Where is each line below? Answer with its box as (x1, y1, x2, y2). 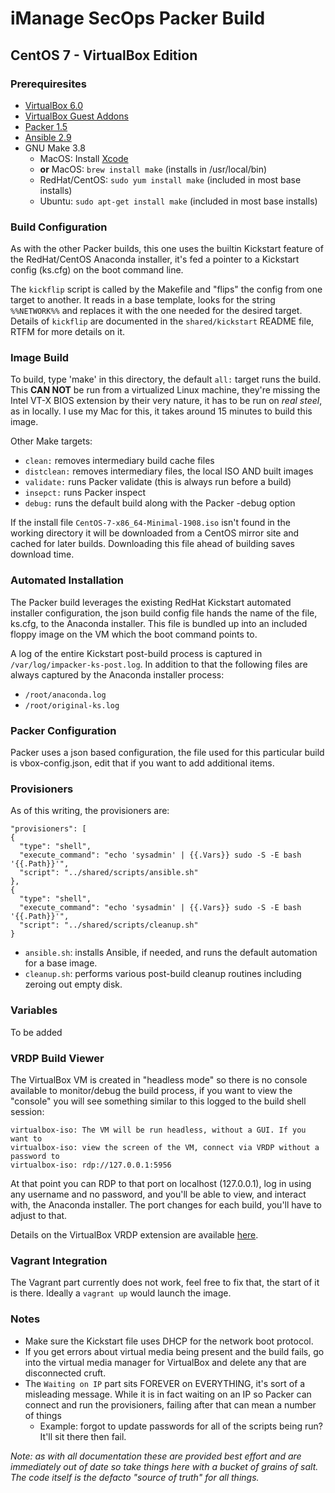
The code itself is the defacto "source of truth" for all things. (10, 1471, 260, 1483)
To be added (10, 1026, 63, 1038)
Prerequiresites (10, 77, 87, 91)
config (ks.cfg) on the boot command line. (10, 264, 184, 276)
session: (10, 1105, 45, 1117)
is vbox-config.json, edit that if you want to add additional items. (10, 757, 275, 769)
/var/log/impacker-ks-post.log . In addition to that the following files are (10, 658, 308, 670)
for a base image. (24, 957, 98, 969)
